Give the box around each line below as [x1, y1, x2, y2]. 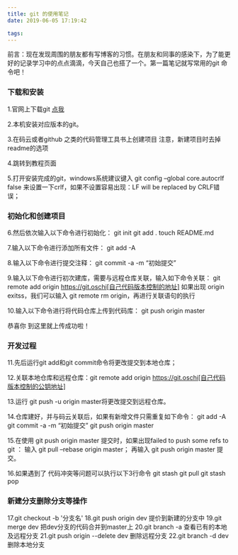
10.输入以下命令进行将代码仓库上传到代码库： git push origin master [7, 306, 205, 315]
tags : [7, 30, 23, 37]
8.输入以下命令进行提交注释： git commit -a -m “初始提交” [7, 258, 176, 267]
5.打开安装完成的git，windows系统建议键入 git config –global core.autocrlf [7, 174, 225, 182]
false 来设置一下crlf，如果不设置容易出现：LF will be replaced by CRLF [7, 182, 214, 191]
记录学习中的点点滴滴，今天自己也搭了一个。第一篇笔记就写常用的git [19, 59, 220, 67]
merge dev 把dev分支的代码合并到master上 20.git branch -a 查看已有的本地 [7, 522, 228, 531]
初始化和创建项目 [7, 211, 66, 220]
